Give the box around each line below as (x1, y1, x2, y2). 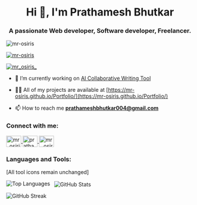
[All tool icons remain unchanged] (6, 169, 89, 176)
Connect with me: (6, 122, 59, 130)
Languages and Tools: (6, 155, 71, 163)
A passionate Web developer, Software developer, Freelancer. (8, 27, 192, 35)
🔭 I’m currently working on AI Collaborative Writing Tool (14, 74, 151, 82)
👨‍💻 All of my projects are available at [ (14, 86, 108, 94)
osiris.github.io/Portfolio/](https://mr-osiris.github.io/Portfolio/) (14, 92, 168, 100)
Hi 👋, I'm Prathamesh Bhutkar (26, 5, 174, 19)
